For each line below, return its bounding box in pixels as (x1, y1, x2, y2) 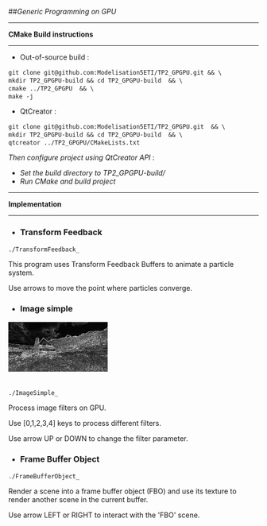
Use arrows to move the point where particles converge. (8, 284, 193, 293)
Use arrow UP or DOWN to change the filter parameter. (8, 433, 188, 443)
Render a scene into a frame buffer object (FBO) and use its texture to (8, 486, 237, 496)
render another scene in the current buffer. (8, 494, 149, 504)
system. (8, 268, 34, 277)
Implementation (8, 199, 62, 209)
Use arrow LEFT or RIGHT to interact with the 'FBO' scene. (8, 510, 200, 520)
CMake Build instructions (8, 29, 94, 39)
